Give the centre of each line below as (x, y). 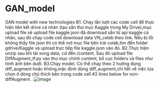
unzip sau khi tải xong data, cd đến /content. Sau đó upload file (69, 53)
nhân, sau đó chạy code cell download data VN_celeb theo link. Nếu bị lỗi (79, 38)
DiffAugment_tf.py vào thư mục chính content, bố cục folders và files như (79, 58)
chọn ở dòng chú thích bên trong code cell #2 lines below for (67, 74)
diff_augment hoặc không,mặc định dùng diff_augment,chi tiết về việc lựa (79, 68)
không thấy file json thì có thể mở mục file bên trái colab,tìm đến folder (77, 43)
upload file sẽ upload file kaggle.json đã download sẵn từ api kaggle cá (77, 32)
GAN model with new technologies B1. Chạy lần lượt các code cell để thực (80, 22)
